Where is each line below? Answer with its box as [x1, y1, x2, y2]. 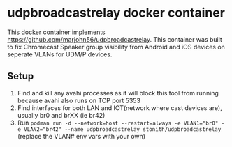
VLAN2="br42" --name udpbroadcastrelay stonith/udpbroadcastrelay [24, 125, 222, 133]
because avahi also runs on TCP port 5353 [17, 96, 141, 105]
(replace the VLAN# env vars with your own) [17, 132, 145, 140]
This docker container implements [7, 28, 106, 36]
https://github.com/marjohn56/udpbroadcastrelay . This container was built [7, 35, 222, 43]
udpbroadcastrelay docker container [7, 5, 226, 21]
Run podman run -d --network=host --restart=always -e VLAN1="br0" [17, 118, 219, 127]
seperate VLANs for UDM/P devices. [7, 50, 113, 59]
